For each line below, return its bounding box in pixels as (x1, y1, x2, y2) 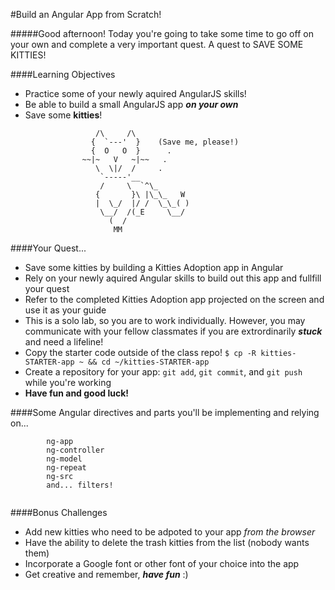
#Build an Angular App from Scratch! (10, 9, 162, 20)
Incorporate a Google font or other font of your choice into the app (24, 558, 300, 569)
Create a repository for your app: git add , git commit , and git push (24, 366, 303, 378)
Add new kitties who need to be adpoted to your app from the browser (24, 526, 316, 538)
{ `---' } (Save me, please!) (90, 137, 240, 147)
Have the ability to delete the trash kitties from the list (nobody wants (24, 537, 310, 548)
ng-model (46, 454, 83, 464)
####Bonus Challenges (10, 507, 108, 518)
